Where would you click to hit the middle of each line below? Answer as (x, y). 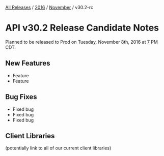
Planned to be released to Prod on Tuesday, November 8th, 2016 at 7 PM (81, 42)
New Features (28, 63)
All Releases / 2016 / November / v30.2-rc (49, 7)
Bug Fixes (21, 97)
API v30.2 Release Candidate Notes (82, 28)
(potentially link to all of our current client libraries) (58, 148)
